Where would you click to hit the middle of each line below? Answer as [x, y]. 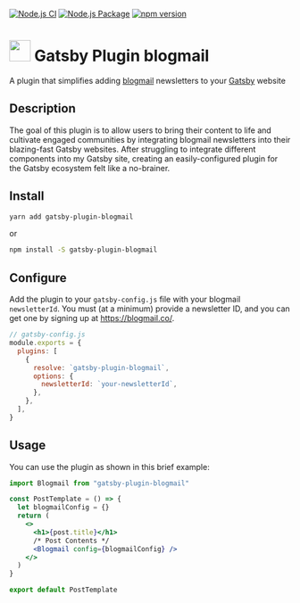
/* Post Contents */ [71, 541]
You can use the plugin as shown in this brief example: [109, 467]
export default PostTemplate [63, 590]
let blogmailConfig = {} [63, 508]
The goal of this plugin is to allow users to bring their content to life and [141, 130]
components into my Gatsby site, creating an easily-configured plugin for [144, 158]
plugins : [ [37, 351]
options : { [53, 376]
